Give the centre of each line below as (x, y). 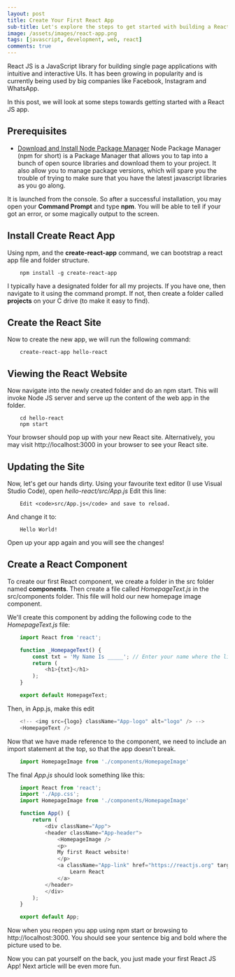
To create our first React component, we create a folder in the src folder (111, 581)
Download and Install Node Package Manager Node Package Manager (119, 148)
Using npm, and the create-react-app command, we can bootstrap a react (115, 252)
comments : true (29, 46)
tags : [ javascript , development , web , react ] (74, 40)
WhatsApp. (23, 88)
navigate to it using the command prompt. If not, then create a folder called (115, 293)
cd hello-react (42, 418)
